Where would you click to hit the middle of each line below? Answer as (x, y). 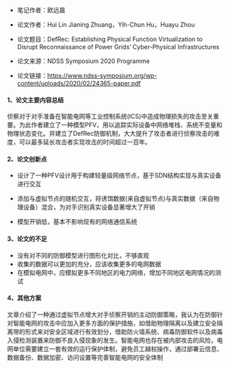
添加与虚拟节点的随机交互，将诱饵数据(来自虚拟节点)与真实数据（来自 (115, 199)
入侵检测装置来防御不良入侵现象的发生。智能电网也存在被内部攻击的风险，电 (115, 340)
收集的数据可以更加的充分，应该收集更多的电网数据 (89, 264)
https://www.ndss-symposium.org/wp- (102, 75)
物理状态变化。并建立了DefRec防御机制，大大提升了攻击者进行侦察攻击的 (111, 134)
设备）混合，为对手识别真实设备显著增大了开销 (89, 207)
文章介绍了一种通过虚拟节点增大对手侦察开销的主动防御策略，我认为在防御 (112, 315)
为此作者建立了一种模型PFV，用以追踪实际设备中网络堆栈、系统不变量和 (120, 125)
